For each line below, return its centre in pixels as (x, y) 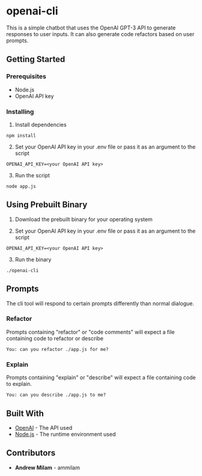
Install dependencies (41, 124)
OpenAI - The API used (44, 427)
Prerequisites (26, 76)
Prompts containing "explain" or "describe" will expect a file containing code (101, 377)
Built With (25, 413)
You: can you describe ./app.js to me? (56, 395)
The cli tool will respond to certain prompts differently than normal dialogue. (100, 303)
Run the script (32, 175)
